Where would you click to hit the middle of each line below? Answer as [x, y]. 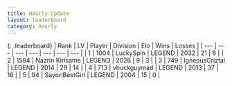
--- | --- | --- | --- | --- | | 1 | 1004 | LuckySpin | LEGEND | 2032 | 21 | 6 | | [119, 53]
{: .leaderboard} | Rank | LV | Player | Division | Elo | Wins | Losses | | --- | [112, 46]
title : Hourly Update [38, 13]
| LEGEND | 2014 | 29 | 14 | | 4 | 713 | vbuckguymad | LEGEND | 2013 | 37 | [113, 68]
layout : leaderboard [37, 20]
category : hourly [32, 26]
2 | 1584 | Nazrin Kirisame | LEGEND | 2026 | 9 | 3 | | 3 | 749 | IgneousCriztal [116, 61]
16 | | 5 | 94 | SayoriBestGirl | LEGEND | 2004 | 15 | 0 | [84, 75]
